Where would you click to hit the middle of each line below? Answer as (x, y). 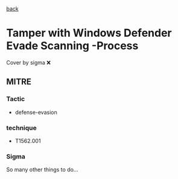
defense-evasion (36, 112)
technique (22, 128)
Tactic (16, 99)
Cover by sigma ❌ (29, 62)
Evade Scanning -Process (72, 46)
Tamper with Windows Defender (89, 33)
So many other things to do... (42, 170)
